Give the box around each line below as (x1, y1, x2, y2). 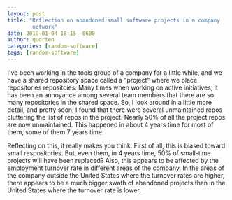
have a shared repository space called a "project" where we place (7, 76, 198, 84)
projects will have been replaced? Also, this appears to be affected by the (7, 156, 219, 164)
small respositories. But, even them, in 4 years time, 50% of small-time (7, 148, 211, 157)
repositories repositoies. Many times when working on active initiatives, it (7, 83, 219, 92)
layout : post (7, 10, 45, 17)
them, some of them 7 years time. (7, 127, 104, 136)
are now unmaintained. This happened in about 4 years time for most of (7, 120, 214, 129)
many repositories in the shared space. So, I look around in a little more (7, 98, 212, 106)
